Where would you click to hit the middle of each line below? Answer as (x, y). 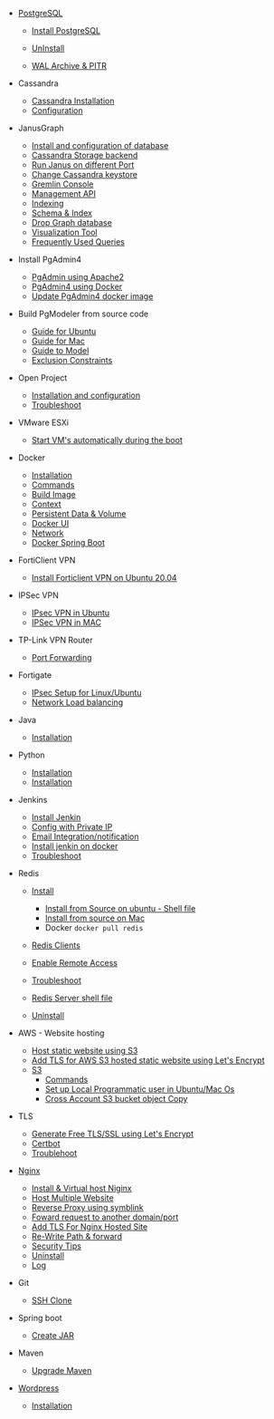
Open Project (43, 378)
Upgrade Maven (61, 1371)
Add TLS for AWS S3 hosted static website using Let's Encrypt (148, 1060)
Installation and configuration (86, 395)
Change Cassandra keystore (85, 174)
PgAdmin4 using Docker (77, 286)
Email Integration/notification (85, 836)
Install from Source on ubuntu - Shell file (120, 908)
